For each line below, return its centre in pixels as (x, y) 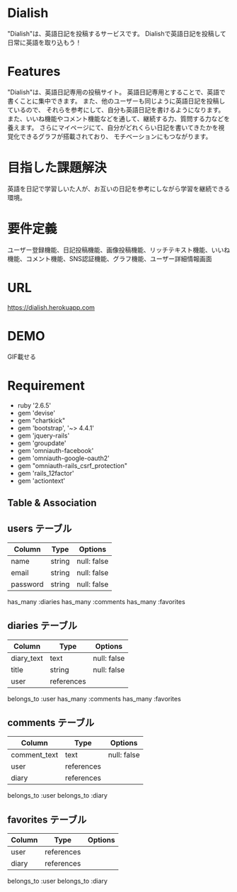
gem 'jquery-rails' (44, 435)
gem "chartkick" (41, 420)
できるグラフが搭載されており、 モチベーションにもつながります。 (116, 136)
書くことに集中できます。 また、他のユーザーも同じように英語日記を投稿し (116, 101)
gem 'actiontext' (41, 481)
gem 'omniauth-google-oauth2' (63, 458)
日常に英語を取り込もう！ (45, 42)
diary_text (27, 658)
